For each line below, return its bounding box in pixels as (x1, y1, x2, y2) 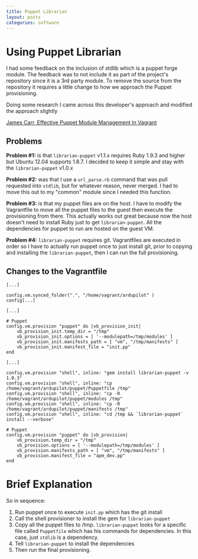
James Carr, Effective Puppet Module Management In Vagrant (6, 119, 157, 126)
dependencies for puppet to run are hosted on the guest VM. (6, 225, 155, 232)
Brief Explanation (6, 477, 93, 491)
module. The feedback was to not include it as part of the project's (6, 71, 168, 78)
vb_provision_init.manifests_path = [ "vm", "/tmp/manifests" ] (17, 338, 178, 345)
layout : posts (6, 14, 41, 20)
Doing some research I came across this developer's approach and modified (6, 101, 193, 108)
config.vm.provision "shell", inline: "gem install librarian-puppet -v (6, 370, 189, 376)
